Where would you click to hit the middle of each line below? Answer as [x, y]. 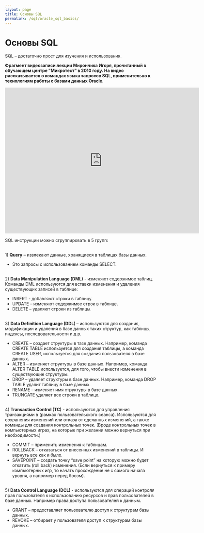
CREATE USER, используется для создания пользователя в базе [78, 354]
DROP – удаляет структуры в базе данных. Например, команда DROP [84, 379]
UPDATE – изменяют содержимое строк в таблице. [65, 304]
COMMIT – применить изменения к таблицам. [60, 445]
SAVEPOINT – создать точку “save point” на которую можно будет [80, 460]
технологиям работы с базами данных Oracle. [55, 81]
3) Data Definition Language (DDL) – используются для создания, [72, 324]
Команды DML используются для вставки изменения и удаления [72, 284]
